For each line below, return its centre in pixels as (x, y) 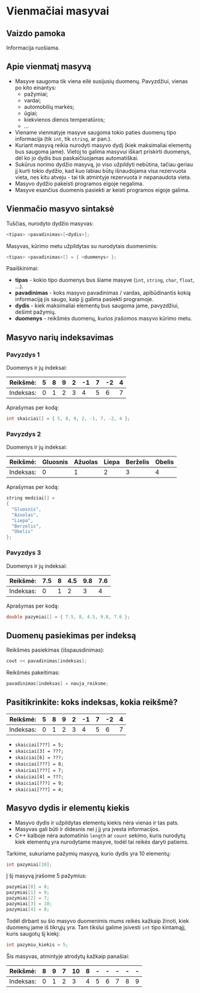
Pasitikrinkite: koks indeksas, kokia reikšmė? (92, 702)
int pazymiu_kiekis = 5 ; (37, 945)
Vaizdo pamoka (36, 33)
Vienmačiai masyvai (58, 11)
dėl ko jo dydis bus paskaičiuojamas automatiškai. (77, 158)
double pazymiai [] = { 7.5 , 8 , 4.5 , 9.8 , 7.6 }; (68, 617)
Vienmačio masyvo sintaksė (60, 209)
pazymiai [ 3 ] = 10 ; (29, 904)
